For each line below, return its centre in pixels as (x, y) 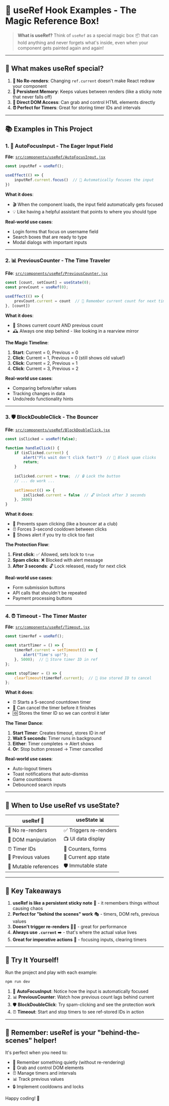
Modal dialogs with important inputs (50, 242)
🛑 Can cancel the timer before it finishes (54, 708)
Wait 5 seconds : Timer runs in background (57, 739)
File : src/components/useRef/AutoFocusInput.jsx (55, 157)
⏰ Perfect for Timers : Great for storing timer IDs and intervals (76, 108)
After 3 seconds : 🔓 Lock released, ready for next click (69, 566)
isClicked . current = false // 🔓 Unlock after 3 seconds (85, 495)
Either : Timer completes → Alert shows (53, 744)
